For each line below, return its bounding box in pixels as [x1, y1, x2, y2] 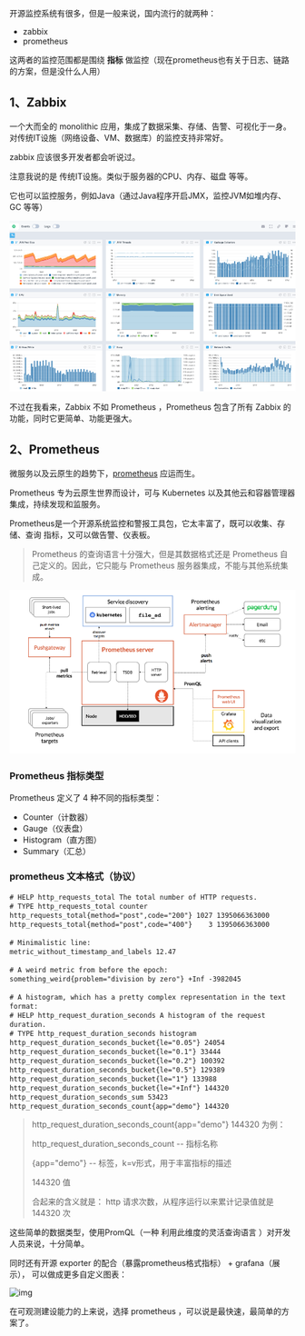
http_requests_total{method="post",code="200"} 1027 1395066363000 [9, 911, 271, 920]
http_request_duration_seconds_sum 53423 [9, 1092, 169, 1102]
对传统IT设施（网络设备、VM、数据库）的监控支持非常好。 [9, 132, 229, 143]
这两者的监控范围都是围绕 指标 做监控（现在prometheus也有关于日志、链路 [9, 55, 290, 65]
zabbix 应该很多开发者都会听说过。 [9, 151, 141, 162]
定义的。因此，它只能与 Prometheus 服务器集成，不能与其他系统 [39, 560, 281, 571]
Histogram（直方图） [22, 834, 102, 845]
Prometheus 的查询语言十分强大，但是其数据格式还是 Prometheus [31, 548, 279, 559]
